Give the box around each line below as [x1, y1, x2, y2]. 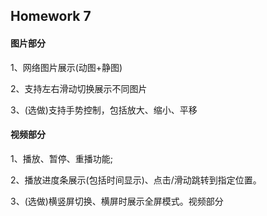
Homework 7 [10, 8, 92, 25]
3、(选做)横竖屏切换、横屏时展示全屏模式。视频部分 [10, 195, 224, 207]
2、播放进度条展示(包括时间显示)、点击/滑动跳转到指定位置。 [10, 174, 262, 186]
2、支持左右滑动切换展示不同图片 [10, 82, 148, 94]
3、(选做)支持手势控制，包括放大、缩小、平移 [10, 104, 198, 116]
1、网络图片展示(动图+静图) [10, 61, 123, 73]
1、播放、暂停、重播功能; [10, 152, 113, 164]
